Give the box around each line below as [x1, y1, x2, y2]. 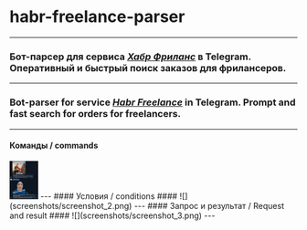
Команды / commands [9, 140, 99, 152]
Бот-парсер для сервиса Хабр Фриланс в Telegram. [9, 50, 251, 63]
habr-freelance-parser [9, 6, 185, 27]
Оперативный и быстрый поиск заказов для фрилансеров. [9, 61, 287, 74]
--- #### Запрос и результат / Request [133, 200, 285, 211]
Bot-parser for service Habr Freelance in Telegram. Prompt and [9, 96, 296, 109]
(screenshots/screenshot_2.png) [9, 200, 132, 211]
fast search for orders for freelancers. [9, 108, 181, 120]
